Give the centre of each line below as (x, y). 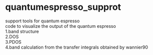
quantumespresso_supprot (63, 7)
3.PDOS (13, 42)
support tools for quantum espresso (43, 21)
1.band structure (22, 31)
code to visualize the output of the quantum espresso (61, 26)
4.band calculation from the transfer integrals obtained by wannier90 (77, 47)
